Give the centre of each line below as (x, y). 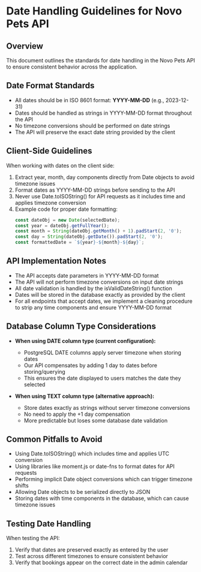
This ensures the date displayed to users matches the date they (102, 378)
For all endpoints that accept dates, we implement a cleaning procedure (104, 301)
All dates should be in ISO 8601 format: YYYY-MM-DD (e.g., (89, 100)
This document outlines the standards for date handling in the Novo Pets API (101, 60)
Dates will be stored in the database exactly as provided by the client (100, 294)
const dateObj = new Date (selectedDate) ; (67, 220)
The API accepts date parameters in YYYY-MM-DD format (87, 275)
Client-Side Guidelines (49, 151)
